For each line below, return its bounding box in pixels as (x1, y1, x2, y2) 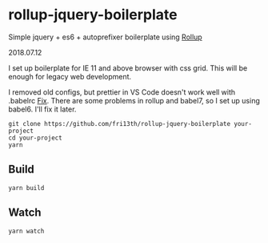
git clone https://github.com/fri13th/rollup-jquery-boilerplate (8, 119, 230, 128)
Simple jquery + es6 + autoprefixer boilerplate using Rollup (8, 32, 202, 42)
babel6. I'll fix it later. (8, 104, 77, 114)
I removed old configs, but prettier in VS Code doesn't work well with (8, 87, 236, 97)
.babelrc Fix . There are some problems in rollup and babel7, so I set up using (8, 95, 260, 105)
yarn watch (8, 227, 45, 235)
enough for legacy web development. (8, 71, 132, 81)
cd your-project (8, 134, 62, 142)
